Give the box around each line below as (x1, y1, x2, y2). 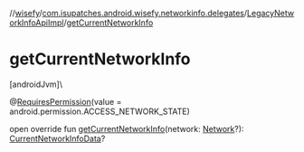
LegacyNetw (247, 8, 295, 18)
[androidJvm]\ (9, 79, 63, 90)
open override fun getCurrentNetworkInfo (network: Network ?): (9, 123, 244, 134)
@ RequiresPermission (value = (9, 96, 122, 107)
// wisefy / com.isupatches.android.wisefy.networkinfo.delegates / (9, 8, 248, 18)
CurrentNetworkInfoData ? (9, 133, 106, 144)
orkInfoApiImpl (9, 17, 64, 28)
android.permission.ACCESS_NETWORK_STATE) (9, 106, 190, 117)
